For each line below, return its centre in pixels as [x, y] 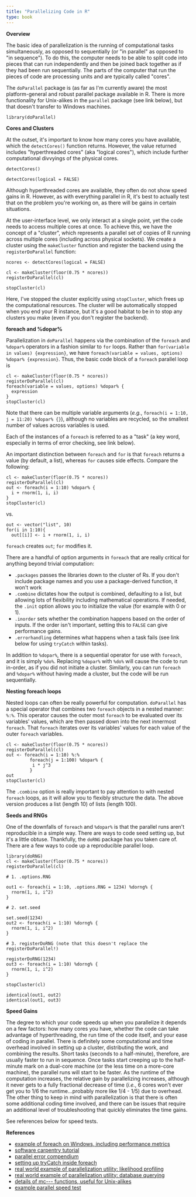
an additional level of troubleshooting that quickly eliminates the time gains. [97, 1109]
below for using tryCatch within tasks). [61, 643]
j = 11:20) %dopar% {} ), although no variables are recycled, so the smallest [97, 419]
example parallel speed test [48, 1188]
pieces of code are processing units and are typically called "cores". [88, 76]
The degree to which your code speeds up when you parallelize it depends [96, 1022]
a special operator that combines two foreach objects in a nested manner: [95, 709]
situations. [18, 209]
